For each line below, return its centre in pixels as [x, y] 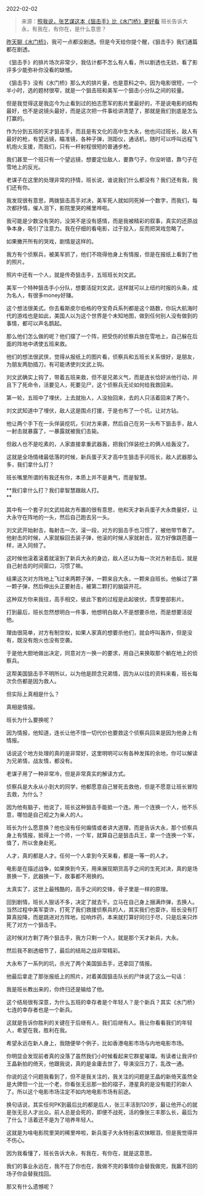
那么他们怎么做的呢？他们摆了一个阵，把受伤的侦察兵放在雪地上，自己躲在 [99, 336]
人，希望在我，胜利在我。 [38, 1030]
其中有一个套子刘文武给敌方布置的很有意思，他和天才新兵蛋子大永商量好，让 [102, 510]
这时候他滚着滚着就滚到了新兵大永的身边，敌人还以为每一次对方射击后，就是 [102, 558]
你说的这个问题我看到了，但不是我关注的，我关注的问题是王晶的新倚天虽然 [99, 1076]
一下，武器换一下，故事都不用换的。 [62, 876]
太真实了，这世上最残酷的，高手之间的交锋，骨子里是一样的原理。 [89, 889]
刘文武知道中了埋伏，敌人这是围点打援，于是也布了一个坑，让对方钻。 [94, 410]
